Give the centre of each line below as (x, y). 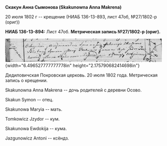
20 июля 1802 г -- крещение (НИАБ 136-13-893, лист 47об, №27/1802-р (81, 17)
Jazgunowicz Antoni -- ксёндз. (37, 138)
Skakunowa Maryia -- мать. (34, 109)
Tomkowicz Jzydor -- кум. (32, 119)
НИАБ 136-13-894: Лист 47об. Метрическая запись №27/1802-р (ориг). (83, 32)
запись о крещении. (27, 80)
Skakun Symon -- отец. (29, 100)
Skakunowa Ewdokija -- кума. (36, 129)
